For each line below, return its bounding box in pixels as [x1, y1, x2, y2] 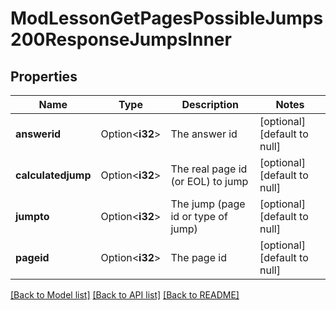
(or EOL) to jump [170, 175, 249, 188]
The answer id [170, 127, 238, 141]
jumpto [15, 210, 50, 223]
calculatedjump [15, 168, 92, 182]
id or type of [170, 210, 228, 223]
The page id [170, 251, 227, 264]
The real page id [170, 162, 248, 176]
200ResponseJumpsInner [10, 28, 232, 51]
